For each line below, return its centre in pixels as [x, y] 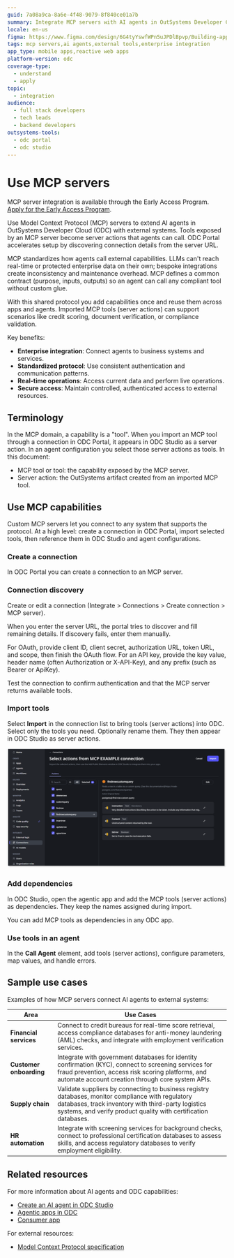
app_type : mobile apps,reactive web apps [68, 52]
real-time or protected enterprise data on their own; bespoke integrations [112, 266]
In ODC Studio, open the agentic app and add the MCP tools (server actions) [117, 899]
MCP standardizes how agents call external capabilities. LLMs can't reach [113, 259]
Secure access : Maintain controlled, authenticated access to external [117, 388]
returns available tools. [40, 690]
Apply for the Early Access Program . [60, 209]
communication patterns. [53, 373]
